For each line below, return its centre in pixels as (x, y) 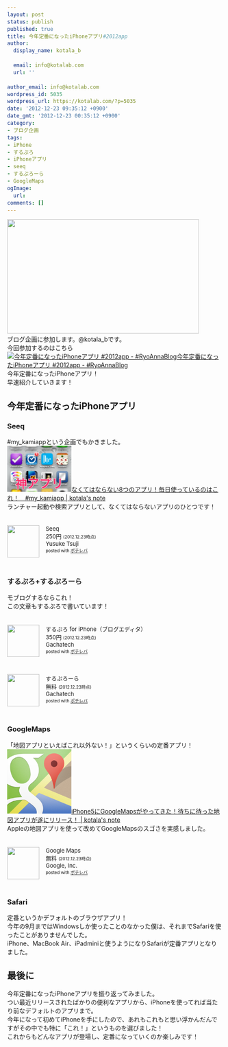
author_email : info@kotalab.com (53, 87)
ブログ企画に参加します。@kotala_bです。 (66, 339)
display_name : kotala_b (47, 51)
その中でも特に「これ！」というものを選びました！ (91, 1028)
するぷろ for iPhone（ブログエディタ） (96, 629)
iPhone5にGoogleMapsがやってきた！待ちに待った (143, 811)
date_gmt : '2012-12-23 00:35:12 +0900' (64, 116)
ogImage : (20, 188)
